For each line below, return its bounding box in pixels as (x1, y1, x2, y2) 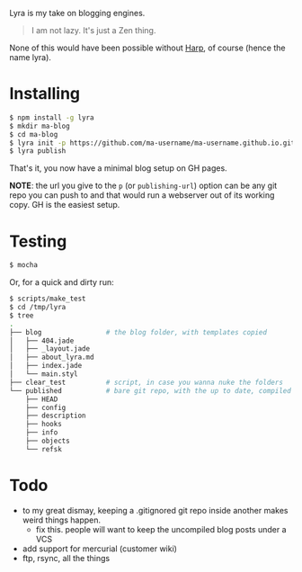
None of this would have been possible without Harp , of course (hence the (9, 42, 286, 53)
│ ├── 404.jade (9, 336, 75, 345)
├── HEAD (25, 395, 58, 404)
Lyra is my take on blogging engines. (9, 8, 146, 18)
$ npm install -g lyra (9, 112, 94, 122)
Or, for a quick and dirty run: (9, 277, 114, 288)
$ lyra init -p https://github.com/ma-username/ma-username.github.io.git (9, 139, 296, 147)
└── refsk (25, 444, 63, 453)
